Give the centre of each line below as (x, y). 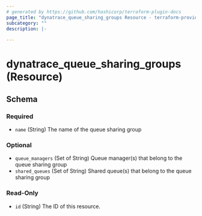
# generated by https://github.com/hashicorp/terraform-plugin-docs (94, 12)
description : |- (26, 29)
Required (20, 116)
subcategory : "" (26, 23)
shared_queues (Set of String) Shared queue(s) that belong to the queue (103, 171)
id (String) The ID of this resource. (58, 206)
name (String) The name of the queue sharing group (78, 129)
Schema (22, 99)
